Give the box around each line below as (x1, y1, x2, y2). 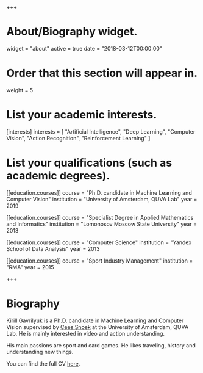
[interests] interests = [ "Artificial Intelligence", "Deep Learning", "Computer (6, 128, 196, 135)
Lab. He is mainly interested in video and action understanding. (6, 330, 165, 337)
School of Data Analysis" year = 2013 (6, 245, 100, 252)
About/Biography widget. (6, 25, 138, 38)
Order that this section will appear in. (6, 67, 198, 80)
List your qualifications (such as (6, 156, 173, 170)
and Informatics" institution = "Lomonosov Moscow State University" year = (6, 220, 197, 228)
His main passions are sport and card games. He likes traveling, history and (6, 341, 196, 349)
